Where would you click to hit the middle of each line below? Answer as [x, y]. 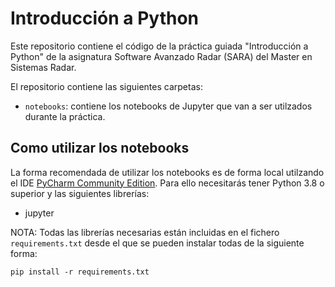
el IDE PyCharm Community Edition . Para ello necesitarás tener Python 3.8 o [167, 183]
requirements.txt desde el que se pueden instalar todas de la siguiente [157, 243]
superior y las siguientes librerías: [80, 193]
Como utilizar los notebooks [100, 148]
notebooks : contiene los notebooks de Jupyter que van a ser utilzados [168, 106]
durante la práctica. [65, 116]
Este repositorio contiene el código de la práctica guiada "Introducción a [159, 46]
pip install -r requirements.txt [80, 272]
